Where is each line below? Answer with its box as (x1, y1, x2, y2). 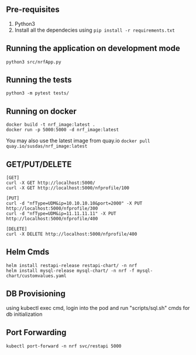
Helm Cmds (6, 247, 50, 257)
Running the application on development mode (6, 43, 180, 53)
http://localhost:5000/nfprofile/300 (6, 206, 98, 211)
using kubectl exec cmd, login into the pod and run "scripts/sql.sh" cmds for (6, 304, 190, 311)
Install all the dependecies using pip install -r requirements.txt (14, 26, 176, 33)
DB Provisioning (6, 289, 66, 299)
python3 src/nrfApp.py (6, 59, 61, 65)
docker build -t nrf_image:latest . (6, 122, 95, 128)
